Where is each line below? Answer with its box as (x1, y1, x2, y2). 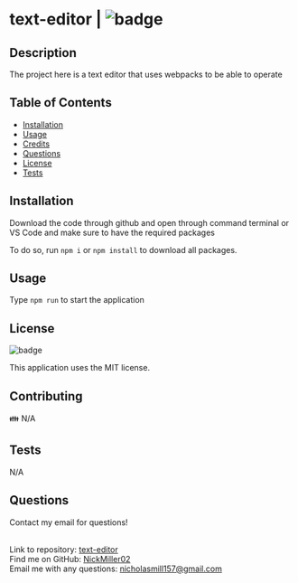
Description (9, 45, 77, 61)
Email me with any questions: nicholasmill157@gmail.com (9, 563, 223, 574)
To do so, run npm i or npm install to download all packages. (9, 244, 237, 255)
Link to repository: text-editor (9, 543, 119, 555)
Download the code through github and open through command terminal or (9, 217, 290, 228)
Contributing (9, 389, 83, 404)
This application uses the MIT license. (9, 362, 151, 373)
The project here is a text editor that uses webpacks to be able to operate (9, 69, 283, 80)
